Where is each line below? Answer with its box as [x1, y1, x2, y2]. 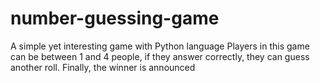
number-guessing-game [10, 7, 220, 30]
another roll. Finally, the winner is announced [10, 61, 196, 73]
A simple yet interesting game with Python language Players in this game [10, 40, 310, 52]
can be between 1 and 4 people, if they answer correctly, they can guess [10, 50, 310, 62]
